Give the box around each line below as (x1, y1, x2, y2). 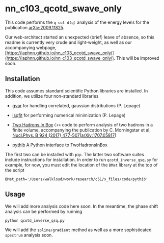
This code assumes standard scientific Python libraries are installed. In (5, 87, 148, 94)
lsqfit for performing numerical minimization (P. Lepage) (12, 112, 126, 118)
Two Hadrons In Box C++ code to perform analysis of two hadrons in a (12, 121, 153, 127)
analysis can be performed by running (5, 208, 82, 214)
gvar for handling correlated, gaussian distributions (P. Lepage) (12, 102, 141, 109)
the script (5, 167, 25, 173)
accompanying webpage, (5, 44, 56, 50)
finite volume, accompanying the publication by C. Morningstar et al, (12, 127, 151, 133)
